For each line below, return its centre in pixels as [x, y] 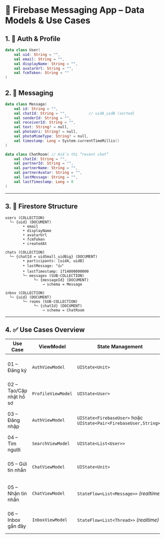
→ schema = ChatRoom [63, 310]
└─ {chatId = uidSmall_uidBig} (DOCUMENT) [54, 256]
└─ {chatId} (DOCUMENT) [58, 306]
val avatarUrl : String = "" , [44, 68]
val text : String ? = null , [41, 127]
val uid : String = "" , [37, 54]
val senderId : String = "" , [42, 118]
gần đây [17, 526]
